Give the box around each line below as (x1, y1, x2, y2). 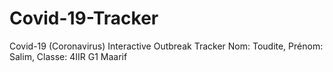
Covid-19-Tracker (9, 7, 159, 30)
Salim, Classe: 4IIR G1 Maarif (9, 50, 128, 62)
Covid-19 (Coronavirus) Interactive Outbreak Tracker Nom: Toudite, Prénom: (9, 40, 324, 52)
